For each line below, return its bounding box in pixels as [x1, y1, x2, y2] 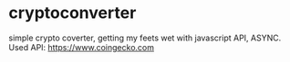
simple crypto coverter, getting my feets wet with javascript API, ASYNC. [8, 32, 282, 43]
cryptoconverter [8, 3, 137, 23]
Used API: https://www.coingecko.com [8, 41, 154, 52]
